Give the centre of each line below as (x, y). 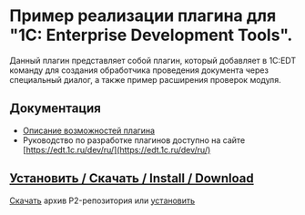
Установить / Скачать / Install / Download (132, 179)
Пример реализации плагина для (143, 16)
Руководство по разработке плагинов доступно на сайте (134, 140)
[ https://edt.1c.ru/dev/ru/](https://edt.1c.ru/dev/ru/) (117, 149)
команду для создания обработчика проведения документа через (139, 70)
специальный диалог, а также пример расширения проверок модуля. (145, 79)
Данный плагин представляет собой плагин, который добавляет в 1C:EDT (153, 60)
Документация (56, 109)
